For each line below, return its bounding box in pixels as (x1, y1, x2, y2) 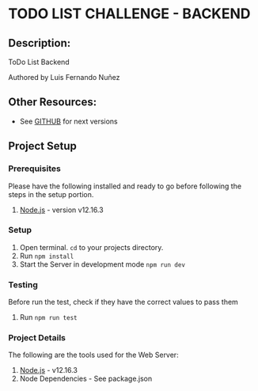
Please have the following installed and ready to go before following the (8, 181, 242, 191)
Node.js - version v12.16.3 (19, 205, 104, 214)
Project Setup (8, 139, 78, 153)
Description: (8, 36, 71, 50)
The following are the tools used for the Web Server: (8, 350, 180, 360)
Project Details (8, 332, 66, 344)
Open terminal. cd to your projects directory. (19, 242, 164, 252)
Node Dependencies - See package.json (19, 374, 153, 384)
